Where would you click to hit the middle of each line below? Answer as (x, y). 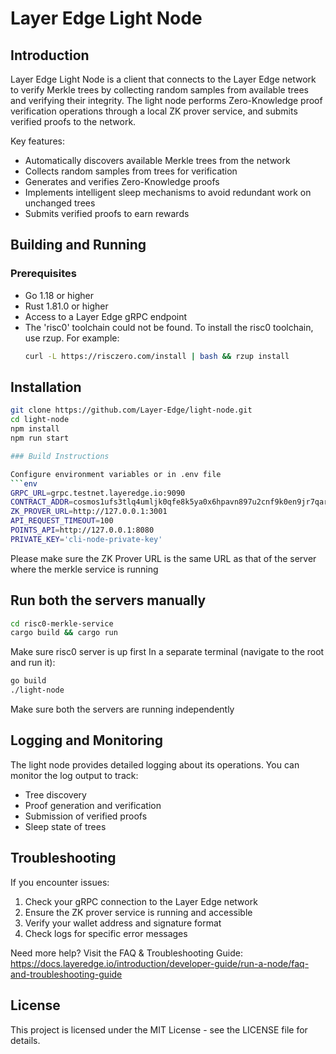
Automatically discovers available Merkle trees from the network (157, 160)
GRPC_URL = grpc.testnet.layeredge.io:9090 (98, 493)
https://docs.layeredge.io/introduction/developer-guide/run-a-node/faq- (160, 963)
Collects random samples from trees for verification (131, 171)
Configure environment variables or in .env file (116, 474)
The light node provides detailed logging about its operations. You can (155, 764)
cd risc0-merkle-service (62, 623)
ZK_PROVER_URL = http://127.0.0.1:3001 (89, 512)
